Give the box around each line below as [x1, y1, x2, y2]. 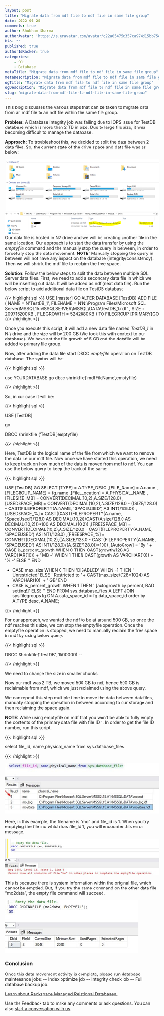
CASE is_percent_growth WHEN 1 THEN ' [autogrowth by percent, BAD [12, 583, 155, 589]
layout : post [5, 8, 32, 13]
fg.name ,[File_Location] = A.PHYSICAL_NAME [52, 490, 146, 496]
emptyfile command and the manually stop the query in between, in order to [5, 245, 158, 251]
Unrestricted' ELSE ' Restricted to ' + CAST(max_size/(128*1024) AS [12, 572, 150, 578]
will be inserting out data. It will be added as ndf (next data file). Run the [5, 281, 150, 287]
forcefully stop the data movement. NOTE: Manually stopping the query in [5, 251, 154, 256]
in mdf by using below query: [5, 633, 64, 638]
